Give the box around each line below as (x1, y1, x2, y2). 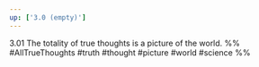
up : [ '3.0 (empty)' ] (9, 13, 87, 22)
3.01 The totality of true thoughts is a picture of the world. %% (9, 38, 241, 48)
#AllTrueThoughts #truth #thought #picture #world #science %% (9, 46, 251, 58)
